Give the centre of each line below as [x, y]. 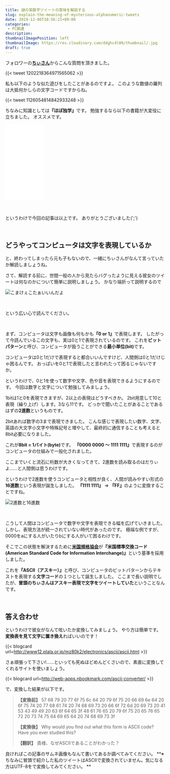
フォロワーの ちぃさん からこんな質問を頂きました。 [59, 63]
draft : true [18, 48]
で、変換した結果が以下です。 [36, 689]
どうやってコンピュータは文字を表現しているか [78, 245]
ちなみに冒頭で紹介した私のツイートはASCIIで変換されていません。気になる [84, 760]
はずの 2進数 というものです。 [36, 411]
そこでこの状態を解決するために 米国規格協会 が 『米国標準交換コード [76, 547]
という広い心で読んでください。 [39, 313]
